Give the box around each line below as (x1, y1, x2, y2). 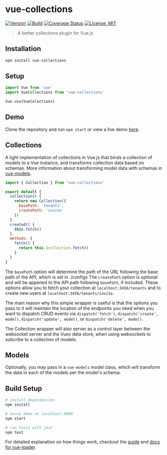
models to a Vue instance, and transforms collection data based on (5, 160, 144, 166)
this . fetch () (14, 227, 42, 232)
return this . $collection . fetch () (18, 245, 89, 250)
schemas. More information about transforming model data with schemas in (5, 165, 162, 171)
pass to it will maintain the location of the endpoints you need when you (5, 305, 154, 311)
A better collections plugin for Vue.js (17, 30, 94, 36)
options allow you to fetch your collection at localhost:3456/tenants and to (5, 285, 161, 291)
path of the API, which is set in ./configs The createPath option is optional (5, 274, 158, 280)
